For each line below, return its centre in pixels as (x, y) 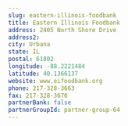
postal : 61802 (31, 59)
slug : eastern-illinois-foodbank (62, 15)
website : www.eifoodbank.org (55, 81)
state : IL (24, 52)
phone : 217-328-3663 (42, 88)
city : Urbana (29, 45)
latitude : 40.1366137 (43, 74)
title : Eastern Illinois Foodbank (64, 23)
